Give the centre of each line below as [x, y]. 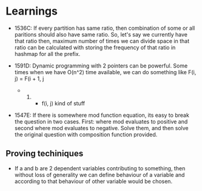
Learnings [32, 11]
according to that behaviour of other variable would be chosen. [93, 181]
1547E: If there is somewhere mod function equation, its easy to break [102, 115]
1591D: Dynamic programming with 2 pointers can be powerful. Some [101, 66]
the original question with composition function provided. [86, 134]
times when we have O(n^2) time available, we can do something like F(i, [105, 72]
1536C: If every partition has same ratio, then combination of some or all [105, 28]
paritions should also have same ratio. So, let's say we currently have [101, 34]
